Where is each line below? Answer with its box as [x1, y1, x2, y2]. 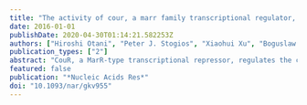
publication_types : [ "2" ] [9, 47, 108, 57]
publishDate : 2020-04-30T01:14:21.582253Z [9, 30, 174, 39]
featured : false [9, 65, 71, 74]
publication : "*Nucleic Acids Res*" [9, 73, 149, 82]
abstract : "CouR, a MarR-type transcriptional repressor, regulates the [9, 56, 292, 65]
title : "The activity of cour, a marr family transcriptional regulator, [9, 13, 297, 23]
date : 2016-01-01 [9, 22, 76, 31]
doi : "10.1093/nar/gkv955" [9, 81, 112, 90]
